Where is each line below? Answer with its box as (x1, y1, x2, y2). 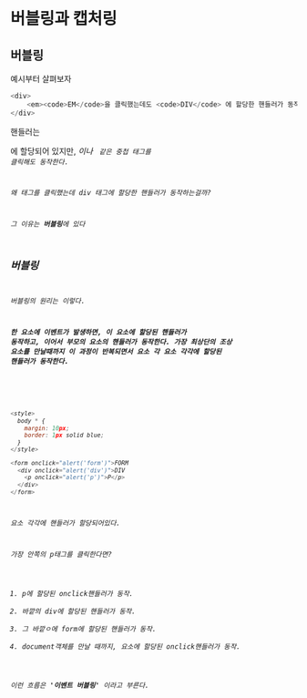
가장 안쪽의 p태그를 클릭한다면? (10, 549, 113, 559)
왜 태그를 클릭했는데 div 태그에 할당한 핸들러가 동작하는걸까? (10, 189, 212, 198)
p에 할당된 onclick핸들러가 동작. (22, 589, 134, 598)
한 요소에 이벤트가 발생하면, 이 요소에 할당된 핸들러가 (10, 327, 187, 337)
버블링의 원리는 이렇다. (10, 296, 86, 305)
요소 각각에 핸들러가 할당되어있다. (10, 518, 121, 528)
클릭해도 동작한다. (10, 157, 69, 167)
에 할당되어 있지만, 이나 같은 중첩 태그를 (10, 145, 151, 156)
